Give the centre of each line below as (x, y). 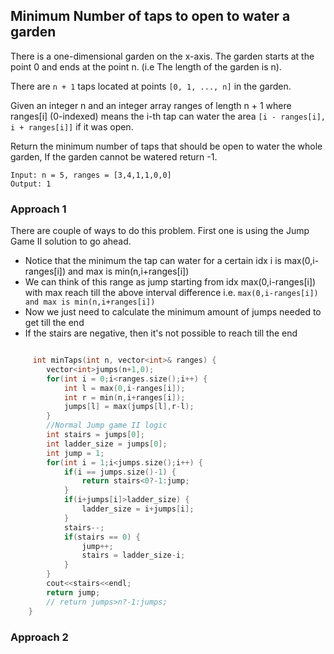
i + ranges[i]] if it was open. (72, 126)
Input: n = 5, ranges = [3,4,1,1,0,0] (91, 175)
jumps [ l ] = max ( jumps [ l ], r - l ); (129, 407)
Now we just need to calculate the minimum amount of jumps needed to (173, 312)
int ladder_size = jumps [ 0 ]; (107, 444)
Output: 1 (31, 184)
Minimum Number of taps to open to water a (150, 16)
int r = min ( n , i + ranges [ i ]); (124, 397)
